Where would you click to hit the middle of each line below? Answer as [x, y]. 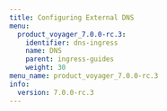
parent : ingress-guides [70, 59]
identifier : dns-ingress [72, 43]
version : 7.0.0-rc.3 [56, 92]
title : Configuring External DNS [72, 17]
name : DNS [44, 51]
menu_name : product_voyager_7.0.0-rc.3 [84, 76]
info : [19, 84]
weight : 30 [46, 68]
